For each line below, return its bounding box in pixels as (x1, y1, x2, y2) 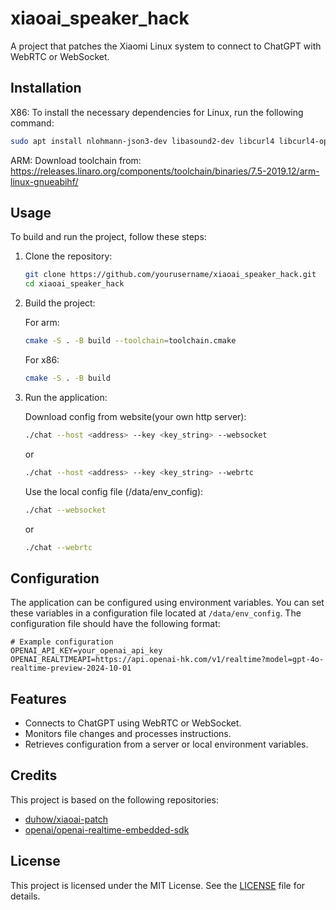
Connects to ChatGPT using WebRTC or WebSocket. (24, 717, 242, 729)
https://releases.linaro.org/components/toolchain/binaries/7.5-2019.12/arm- (10, 165, 320, 177)
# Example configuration (10, 637, 114, 647)
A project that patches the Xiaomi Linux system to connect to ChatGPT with (10, 40, 322, 52)
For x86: (24, 354, 60, 366)
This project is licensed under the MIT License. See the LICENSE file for (10, 879, 306, 891)
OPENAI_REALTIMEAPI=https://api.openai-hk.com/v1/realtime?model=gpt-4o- (10, 655, 325, 665)
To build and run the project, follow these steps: (10, 231, 207, 243)
